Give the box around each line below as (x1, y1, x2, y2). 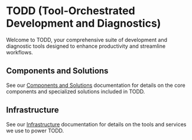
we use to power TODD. (6, 127, 64, 134)
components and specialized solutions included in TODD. (6, 87, 145, 95)
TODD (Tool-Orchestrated (6, 4, 135, 18)
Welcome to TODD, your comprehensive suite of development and (6, 36, 167, 43)
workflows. (6, 48, 34, 56)
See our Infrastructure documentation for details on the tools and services (6, 121, 187, 128)
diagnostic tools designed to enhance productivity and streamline (6, 43, 166, 50)
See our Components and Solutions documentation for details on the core (6, 82, 186, 89)
